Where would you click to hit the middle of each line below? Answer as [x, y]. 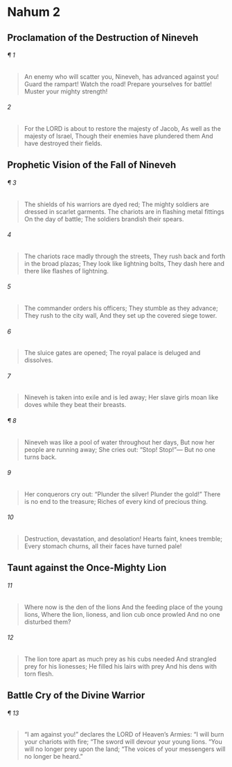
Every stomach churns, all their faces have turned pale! [103, 546]
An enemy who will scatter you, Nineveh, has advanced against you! [122, 76]
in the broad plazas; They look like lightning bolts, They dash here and [124, 263]
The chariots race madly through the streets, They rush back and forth [125, 256]
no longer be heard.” [53, 757]
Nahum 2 [34, 12]
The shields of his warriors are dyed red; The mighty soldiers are [117, 204]
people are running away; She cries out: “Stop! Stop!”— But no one [120, 449]
